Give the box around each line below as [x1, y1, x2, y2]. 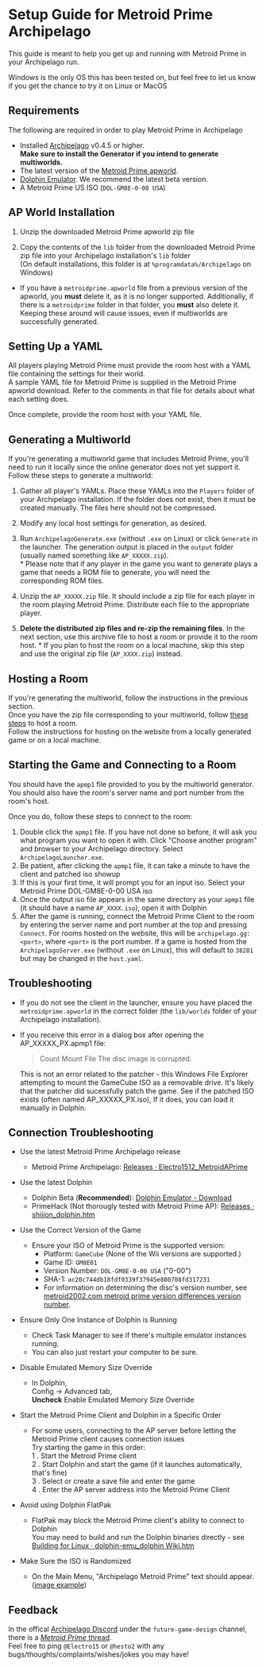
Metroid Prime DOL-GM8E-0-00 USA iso [19, 886, 153, 895]
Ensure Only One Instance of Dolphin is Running [19, 1315, 177, 1325]
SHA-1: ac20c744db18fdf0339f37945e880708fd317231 [43, 1275, 210, 1284]
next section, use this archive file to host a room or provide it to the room [19, 632, 258, 642]
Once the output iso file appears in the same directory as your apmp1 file [19, 894, 255, 904]
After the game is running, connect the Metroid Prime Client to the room [19, 911, 255, 920]
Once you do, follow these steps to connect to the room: [8, 812, 193, 821]
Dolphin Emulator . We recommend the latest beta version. [19, 174, 209, 183]
